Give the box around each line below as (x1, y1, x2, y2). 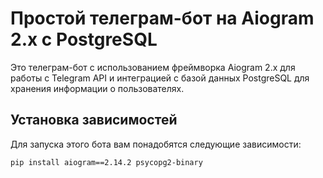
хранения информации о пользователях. (10, 82, 185, 94)
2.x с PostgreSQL (10, 28, 158, 51)
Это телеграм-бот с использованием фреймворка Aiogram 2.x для (10, 61, 296, 73)
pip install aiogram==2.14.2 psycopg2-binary (10, 157, 203, 167)
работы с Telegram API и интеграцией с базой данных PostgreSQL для (10, 72, 310, 84)
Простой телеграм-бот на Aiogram (10, 7, 315, 30)
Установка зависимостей (10, 112, 178, 129)
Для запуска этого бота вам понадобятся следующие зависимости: (10, 138, 302, 150)
